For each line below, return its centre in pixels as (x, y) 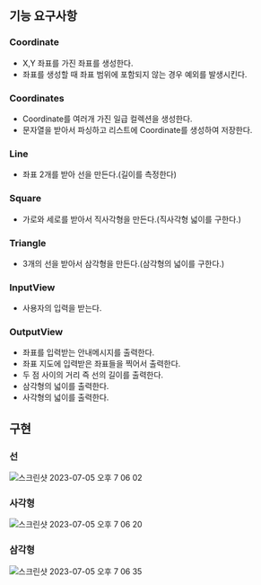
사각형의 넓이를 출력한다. (65, 397)
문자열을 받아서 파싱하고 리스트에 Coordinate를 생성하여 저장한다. (137, 129)
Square (26, 199)
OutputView (36, 332)
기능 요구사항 (43, 16)
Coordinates (37, 98)
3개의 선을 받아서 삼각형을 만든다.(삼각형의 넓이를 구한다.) (123, 263)
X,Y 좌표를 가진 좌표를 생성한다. (78, 63)
